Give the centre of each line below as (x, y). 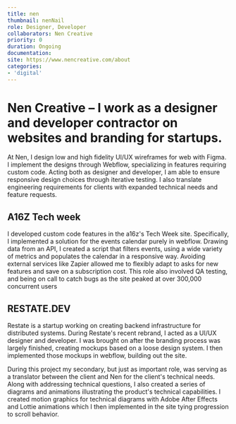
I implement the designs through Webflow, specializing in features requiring (117, 165)
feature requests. (32, 195)
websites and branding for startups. (115, 138)
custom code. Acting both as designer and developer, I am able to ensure (114, 172)
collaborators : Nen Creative (50, 34)
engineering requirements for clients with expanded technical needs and (113, 187)
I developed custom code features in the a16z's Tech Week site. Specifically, (118, 234)
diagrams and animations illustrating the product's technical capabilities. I (114, 392)
